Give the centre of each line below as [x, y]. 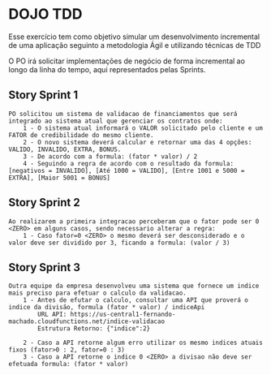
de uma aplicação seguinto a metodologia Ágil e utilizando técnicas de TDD [135, 45]
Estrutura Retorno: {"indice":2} [94, 329]
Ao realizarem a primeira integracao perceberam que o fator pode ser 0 [134, 221]
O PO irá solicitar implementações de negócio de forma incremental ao [127, 61]
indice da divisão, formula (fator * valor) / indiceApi [107, 308]
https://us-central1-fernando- [123, 315]
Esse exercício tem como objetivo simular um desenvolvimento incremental [134, 37]
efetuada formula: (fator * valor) [69, 364]
